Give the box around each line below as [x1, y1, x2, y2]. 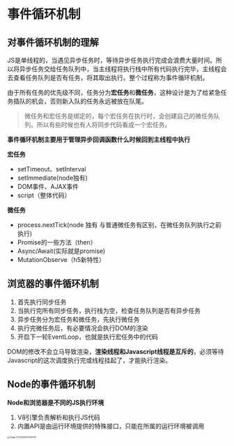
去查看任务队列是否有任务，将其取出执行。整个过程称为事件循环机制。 [7, 74, 209, 82]
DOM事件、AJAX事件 [17, 183, 79, 190]
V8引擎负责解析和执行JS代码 [17, 413, 101, 422]
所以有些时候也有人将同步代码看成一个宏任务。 [36, 121, 171, 129]
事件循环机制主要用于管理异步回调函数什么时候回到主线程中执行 [7, 135, 190, 144]
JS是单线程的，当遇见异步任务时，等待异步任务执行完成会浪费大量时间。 [7, 56, 216, 64]
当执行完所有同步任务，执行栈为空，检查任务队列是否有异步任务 [17, 306, 201, 314]
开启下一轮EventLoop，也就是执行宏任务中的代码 [17, 332, 159, 341]
